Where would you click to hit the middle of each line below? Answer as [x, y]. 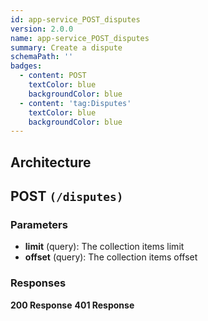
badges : [26, 66]
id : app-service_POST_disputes [75, 19]
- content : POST [53, 76]
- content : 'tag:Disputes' [75, 103]
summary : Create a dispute [66, 47]
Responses [38, 283]
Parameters [39, 224]
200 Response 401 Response [72, 305]
